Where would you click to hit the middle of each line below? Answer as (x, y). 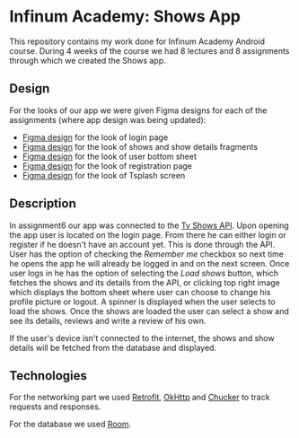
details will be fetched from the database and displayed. (113, 347)
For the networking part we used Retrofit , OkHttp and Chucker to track (140, 398)
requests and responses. (55, 407)
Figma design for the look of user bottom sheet (110, 156)
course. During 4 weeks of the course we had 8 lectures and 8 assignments (149, 50)
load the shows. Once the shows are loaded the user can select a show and (149, 311)
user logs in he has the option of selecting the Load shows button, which (144, 273)
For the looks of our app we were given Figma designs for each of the (138, 110)
